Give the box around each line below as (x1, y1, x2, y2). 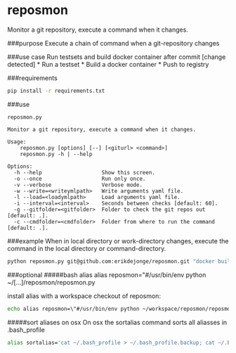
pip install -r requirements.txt (7, 87, 105, 94)
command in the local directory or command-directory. (7, 244, 166, 252)
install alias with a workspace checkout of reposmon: (7, 291, 162, 300)
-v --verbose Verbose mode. (13, 181, 143, 188)
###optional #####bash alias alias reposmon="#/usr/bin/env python (7, 270, 206, 279)
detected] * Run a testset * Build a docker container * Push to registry (7, 60, 209, 68)
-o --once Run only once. (13, 175, 146, 182)
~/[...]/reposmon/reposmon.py (7, 278, 96, 286)
